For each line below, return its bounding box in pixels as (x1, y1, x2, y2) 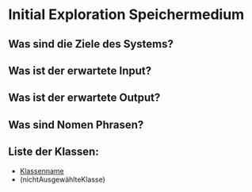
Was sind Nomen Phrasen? (8, 117, 144, 132)
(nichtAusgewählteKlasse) (19, 175, 105, 184)
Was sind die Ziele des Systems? (8, 37, 174, 51)
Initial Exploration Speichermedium (8, 6, 245, 24)
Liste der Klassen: (8, 145, 99, 159)
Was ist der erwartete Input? (8, 63, 152, 77)
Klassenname (19, 166, 65, 175)
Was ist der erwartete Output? (8, 91, 161, 105)
